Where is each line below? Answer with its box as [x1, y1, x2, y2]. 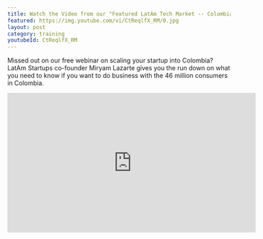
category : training [7, 30, 65, 38]
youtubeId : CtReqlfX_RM [7, 37, 78, 44]
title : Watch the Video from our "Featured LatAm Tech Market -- [7, 10, 204, 18]
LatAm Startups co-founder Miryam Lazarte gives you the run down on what [7, 64, 230, 72]
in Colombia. [7, 79, 45, 87]
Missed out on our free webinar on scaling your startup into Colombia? [7, 56, 214, 65]
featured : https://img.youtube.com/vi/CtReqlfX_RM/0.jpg [7, 17, 179, 24]
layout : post [7, 23, 46, 30]
